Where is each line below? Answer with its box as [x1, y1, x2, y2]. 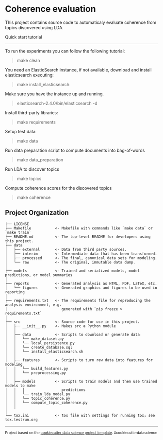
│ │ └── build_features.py [5, 366, 68, 371]
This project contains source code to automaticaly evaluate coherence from [5, 19, 157, 25]
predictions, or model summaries [5, 272, 73, 278]
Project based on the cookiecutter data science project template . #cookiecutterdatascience [5, 430, 158, 435]
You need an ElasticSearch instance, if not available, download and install [5, 67, 152, 72]
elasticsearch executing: [5, 72, 54, 78]
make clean [16, 57, 40, 63]
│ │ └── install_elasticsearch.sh [5, 349, 83, 354]
